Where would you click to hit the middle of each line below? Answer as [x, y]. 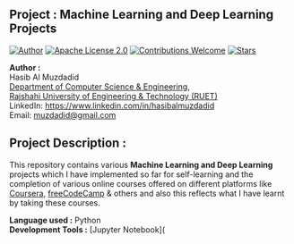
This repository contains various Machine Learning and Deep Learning [141, 164]
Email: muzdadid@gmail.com [63, 114]
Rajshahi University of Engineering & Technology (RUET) [113, 96]
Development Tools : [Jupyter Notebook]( [87, 229]
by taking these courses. [55, 202]
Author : [25, 67]
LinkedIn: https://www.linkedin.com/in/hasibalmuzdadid [112, 105]
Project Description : [68, 143]
